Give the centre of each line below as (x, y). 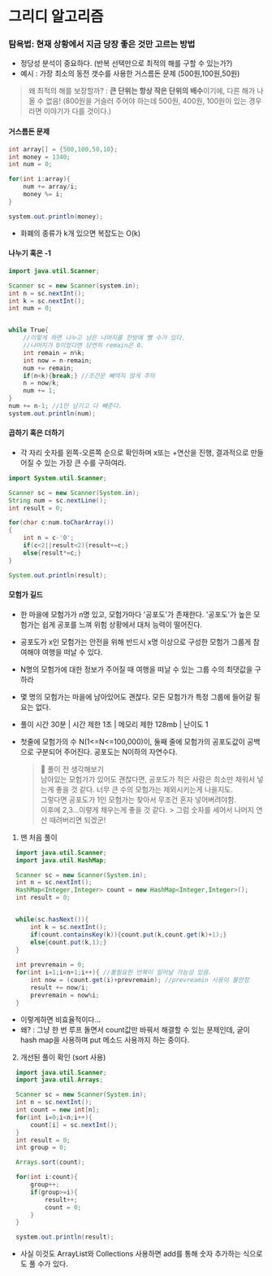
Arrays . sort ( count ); (50, 1162)
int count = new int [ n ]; (58, 1110)
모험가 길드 (26, 594)
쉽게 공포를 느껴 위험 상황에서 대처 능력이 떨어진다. (122, 625)
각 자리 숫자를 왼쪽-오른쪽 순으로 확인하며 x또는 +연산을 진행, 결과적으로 (134, 452)
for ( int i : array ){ (39, 179)
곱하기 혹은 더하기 (37, 433)
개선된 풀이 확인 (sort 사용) (63, 1057)
